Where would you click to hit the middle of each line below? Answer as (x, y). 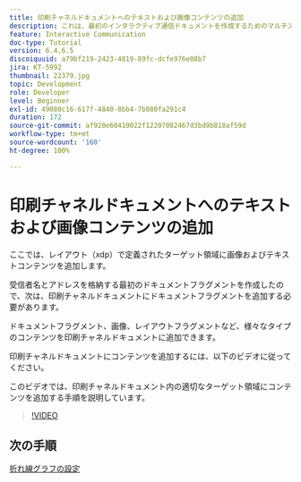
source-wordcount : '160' (56, 142)
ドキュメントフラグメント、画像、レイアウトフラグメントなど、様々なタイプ (150, 326)
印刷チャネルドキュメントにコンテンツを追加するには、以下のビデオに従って (150, 356)
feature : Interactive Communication (77, 34)
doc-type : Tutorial (46, 42)
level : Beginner (39, 101)
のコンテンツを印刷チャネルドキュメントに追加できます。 (115, 337)
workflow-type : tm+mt (50, 134)
